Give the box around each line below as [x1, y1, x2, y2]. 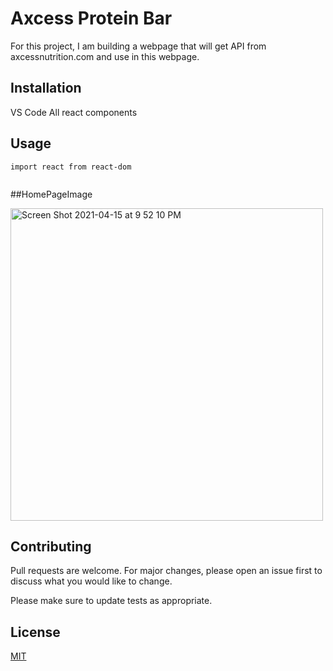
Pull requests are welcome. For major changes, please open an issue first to [10, 565, 323, 577]
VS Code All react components [10, 106, 138, 118]
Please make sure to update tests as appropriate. [10, 595, 213, 607]
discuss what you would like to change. [10, 575, 173, 587]
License [10, 623, 61, 641]
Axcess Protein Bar [10, 7, 173, 30]
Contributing [10, 538, 92, 555]
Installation [10, 80, 82, 97]
